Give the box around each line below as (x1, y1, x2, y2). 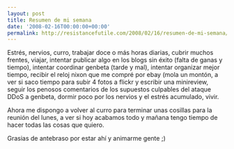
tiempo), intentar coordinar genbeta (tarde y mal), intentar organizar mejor (7, 63, 220, 71)
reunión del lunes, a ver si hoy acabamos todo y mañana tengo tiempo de (7, 114, 218, 122)
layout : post (7, 10, 45, 17)
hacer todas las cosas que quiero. (7, 121, 104, 129)
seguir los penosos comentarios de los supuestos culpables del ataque (7, 85, 211, 94)
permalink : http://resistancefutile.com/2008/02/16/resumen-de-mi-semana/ (7, 29, 229, 37)
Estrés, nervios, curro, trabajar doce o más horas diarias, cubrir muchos (7, 49, 214, 57)
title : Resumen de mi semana (7, 17, 92, 24)
